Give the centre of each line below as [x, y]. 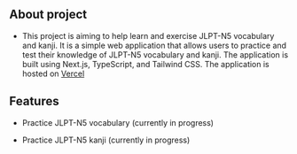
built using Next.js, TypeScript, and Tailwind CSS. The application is [145, 64]
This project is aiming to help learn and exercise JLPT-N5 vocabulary [148, 35]
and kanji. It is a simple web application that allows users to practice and [154, 45]
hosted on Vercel [53, 73]
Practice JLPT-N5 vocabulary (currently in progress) [118, 122]
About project [48, 15]
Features [34, 101]
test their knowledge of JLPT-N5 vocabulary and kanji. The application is [155, 54]
